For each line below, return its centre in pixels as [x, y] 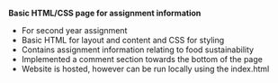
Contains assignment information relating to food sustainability [137, 50]
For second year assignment [74, 30]
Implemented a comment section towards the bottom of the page [142, 59]
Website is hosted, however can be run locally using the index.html [145, 69]
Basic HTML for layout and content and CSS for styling [123, 40]
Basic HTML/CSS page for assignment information [105, 13]
